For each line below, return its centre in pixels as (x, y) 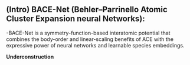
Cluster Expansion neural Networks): (76, 19)
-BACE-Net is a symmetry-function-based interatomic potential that (88, 33)
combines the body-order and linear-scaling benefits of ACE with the (90, 39)
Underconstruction (30, 57)
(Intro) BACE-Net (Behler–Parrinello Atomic (87, 10)
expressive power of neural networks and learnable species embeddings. (95, 45)
